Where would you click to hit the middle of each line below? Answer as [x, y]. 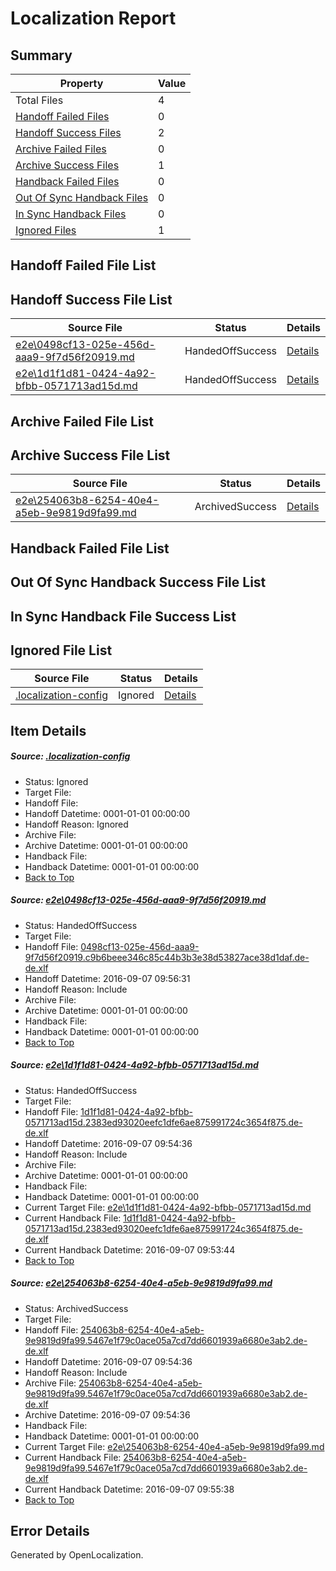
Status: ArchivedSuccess [76, 1308]
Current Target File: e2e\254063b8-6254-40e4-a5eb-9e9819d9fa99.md [174, 1446]
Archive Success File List [90, 455]
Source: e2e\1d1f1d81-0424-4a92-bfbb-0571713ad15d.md [134, 1065]
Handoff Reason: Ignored [76, 824]
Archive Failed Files [61, 149]
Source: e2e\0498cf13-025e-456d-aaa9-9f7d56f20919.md [138, 900]
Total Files [39, 100]
